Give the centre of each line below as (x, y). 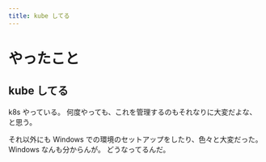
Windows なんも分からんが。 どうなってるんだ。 (89, 149)
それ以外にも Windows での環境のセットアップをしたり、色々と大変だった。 (135, 139)
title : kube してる (39, 16)
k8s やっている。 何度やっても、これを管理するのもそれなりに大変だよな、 (133, 112)
